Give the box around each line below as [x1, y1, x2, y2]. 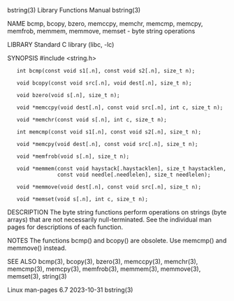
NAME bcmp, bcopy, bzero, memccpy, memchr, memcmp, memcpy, [7, 20, 203, 27]
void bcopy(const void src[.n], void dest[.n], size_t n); [16, 80, 192, 87]
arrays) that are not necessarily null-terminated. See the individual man [7, 216, 212, 223]
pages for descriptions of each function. [7, 223, 124, 231]
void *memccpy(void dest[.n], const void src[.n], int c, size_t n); [16, 104, 224, 111]
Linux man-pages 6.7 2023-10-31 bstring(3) [7, 286, 133, 294]
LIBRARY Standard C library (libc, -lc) [7, 41, 115, 48]
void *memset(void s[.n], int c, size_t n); [16, 196, 149, 203]
